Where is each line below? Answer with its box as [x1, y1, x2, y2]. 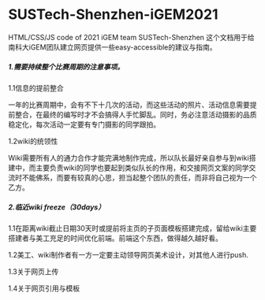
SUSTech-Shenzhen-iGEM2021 [8, 6, 218, 24]
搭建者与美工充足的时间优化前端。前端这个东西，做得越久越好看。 [8, 233, 222, 243]
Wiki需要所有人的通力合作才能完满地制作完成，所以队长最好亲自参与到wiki [8, 153, 250, 162]
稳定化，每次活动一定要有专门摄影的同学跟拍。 [8, 120, 160, 129]
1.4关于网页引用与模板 [8, 283, 80, 293]
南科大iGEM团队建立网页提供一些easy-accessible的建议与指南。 [8, 42, 217, 52]
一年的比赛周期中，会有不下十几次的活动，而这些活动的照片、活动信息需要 [8, 100, 250, 109]
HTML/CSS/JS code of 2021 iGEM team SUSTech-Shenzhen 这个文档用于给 [8, 32, 255, 42]
